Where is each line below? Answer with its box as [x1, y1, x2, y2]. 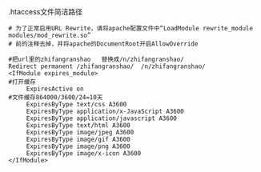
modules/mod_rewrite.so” [8, 31, 91, 39]
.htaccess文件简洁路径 [8, 7, 82, 16]
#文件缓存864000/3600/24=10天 [8, 94, 103, 102]
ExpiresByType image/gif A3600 [26, 135, 130, 143]
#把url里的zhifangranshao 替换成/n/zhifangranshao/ [8, 55, 184, 63]
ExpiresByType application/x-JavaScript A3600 [26, 107, 184, 115]
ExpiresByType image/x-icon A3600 [26, 150, 142, 158]
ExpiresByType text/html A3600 [26, 122, 130, 130]
